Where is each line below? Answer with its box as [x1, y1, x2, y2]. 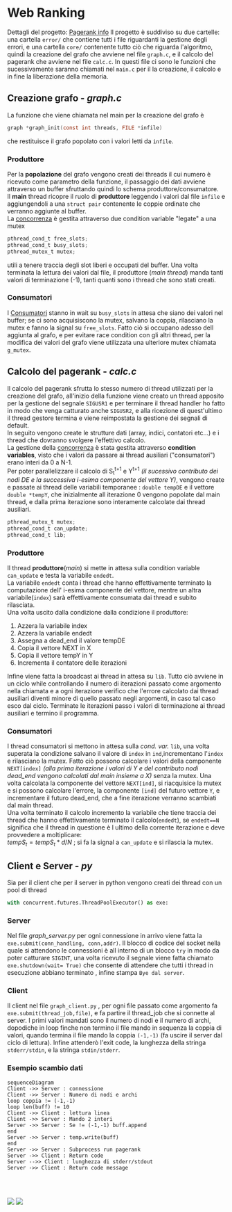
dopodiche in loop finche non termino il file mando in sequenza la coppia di [7, 1024, 222, 1032]
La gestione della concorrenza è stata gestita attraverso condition [7, 443, 196, 451]
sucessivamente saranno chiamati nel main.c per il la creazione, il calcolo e [7, 65, 222, 73]
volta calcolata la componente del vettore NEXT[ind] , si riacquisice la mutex [7, 779, 222, 787]
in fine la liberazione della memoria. [7, 72, 109, 81]
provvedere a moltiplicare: [7, 831, 82, 839]
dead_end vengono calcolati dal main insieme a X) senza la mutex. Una [7, 772, 212, 780]
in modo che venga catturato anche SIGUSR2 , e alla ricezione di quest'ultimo [7, 406, 223, 414]
